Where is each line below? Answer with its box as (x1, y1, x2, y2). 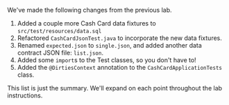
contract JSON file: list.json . (17, 48, 104, 57)
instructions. (7, 91, 43, 99)
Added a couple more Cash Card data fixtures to (17, 19, 156, 27)
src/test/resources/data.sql (17, 28, 102, 35)
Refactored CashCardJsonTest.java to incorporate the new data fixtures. (17, 34, 222, 42)
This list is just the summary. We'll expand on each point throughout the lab (7, 84, 223, 92)
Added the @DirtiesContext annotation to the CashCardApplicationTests (17, 64, 222, 71)
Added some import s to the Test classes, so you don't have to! (17, 56, 196, 64)
